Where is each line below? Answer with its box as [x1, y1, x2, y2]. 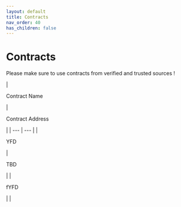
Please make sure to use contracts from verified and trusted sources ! [6, 70, 175, 77]
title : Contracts [6, 14, 49, 20]
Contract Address [6, 115, 49, 122]
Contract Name [6, 92, 43, 100]
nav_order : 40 [6, 19, 41, 25]
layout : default [6, 8, 46, 15]
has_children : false [6, 25, 57, 31]
